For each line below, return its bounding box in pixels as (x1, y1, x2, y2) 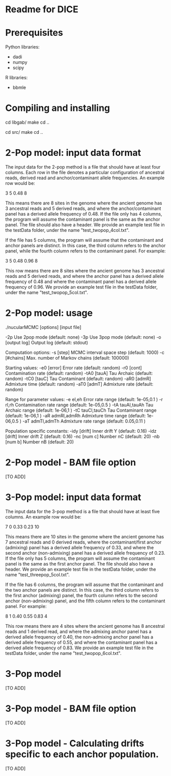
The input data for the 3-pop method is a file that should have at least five (5, 508, 160, 514)
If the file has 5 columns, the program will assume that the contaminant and (5, 237, 163, 243)
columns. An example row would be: (5, 513, 81, 520)
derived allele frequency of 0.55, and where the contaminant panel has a (5, 639, 158, 645)
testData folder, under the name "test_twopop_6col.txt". (5, 650, 122, 656)
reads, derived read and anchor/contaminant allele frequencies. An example (5, 175, 165, 181)
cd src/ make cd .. (5, 129, 43, 135)
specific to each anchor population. (5, 748, 159, 760)
